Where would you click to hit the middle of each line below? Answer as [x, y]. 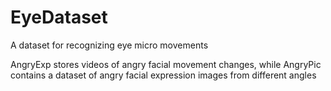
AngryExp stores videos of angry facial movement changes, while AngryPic [166, 64]
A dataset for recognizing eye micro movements [109, 45]
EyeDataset [59, 17]
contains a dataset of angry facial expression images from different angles [163, 75]
